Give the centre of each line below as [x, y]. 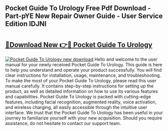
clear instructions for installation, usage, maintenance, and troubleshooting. [83, 75]
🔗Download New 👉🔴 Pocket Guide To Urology [79, 45]
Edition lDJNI [26, 24]
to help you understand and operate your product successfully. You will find [83, 70]
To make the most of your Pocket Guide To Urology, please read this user [81, 81]
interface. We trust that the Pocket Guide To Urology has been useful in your [84, 113]
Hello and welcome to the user [126, 59]
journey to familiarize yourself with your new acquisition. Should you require [84, 118]
